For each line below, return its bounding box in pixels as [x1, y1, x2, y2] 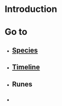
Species [11, 46, 38, 54]
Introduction [4, 3, 57, 15]
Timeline [11, 63, 40, 72]
